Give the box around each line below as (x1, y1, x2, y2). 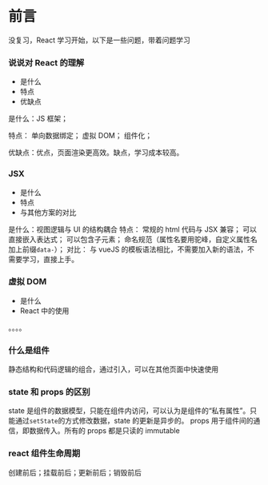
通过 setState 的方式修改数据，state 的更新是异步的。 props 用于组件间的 (14, 416, 254, 426)
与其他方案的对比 (19, 207, 77, 217)
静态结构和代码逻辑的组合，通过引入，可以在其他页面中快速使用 (8, 364, 218, 374)
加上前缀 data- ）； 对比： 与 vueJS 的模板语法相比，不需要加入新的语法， (8, 244, 248, 254)
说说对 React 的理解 (8, 57, 85, 68)
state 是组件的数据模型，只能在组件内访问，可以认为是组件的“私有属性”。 (8, 406, 250, 415)
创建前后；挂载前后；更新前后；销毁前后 (8, 467, 142, 477)
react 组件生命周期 (8, 448, 81, 459)
